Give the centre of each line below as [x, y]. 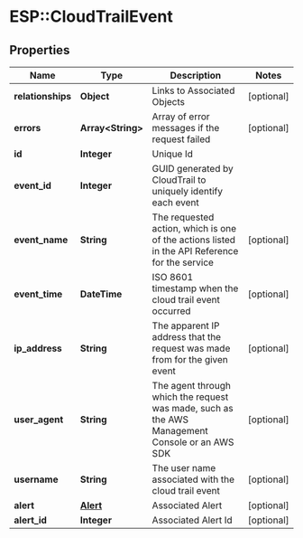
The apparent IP [186, 326]
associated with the [193, 479]
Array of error [181, 117]
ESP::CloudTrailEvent [91, 17]
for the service [183, 262]
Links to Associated [193, 90]
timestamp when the [195, 288]
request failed [181, 139]
